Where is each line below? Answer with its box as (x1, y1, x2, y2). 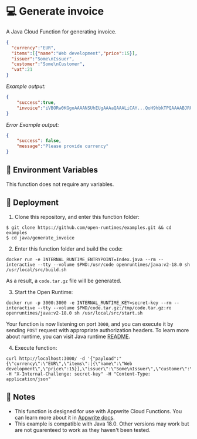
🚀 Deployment (6, 198, 59, 208)
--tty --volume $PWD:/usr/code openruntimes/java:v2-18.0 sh (37, 262, 191, 268)
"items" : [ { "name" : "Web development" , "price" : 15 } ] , (11, 50, 138, 56)
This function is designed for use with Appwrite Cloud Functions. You (14, 407, 182, 414)
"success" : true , (16, 99, 57, 106)
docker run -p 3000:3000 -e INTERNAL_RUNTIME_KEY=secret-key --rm (6, 300, 172, 306)
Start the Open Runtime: (14, 288, 73, 295)
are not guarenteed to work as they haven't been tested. (14, 426, 151, 433)
